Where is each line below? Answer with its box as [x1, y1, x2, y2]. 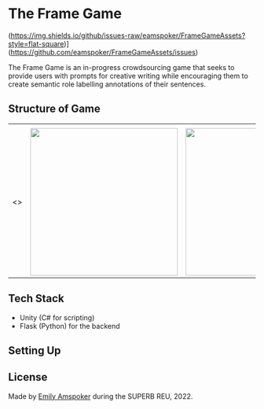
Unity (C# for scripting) [19, 312, 95, 322]
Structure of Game [8, 102, 101, 116]
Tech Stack [8, 292, 64, 305]
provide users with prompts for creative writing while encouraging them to [8, 71, 249, 80]
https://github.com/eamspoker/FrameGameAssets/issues [10, 47, 196, 57]
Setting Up [8, 344, 61, 357]
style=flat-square [8, 39, 64, 48]
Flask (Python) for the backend [19, 321, 120, 330]
